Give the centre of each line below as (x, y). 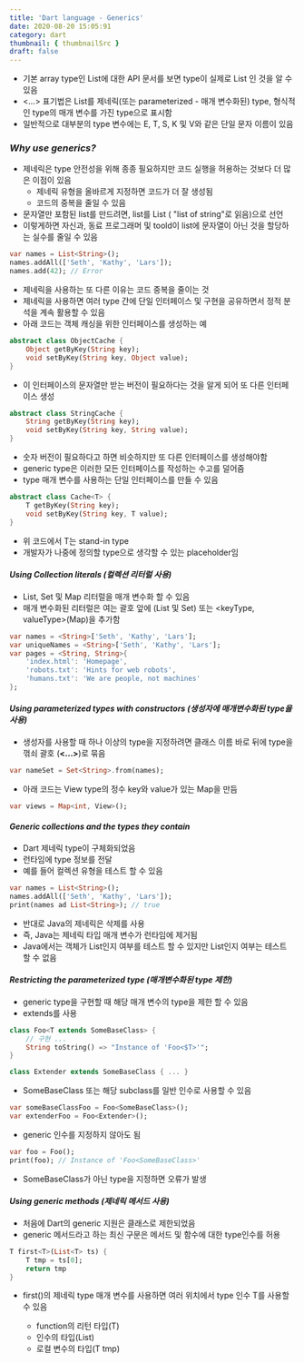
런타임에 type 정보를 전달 (67, 860)
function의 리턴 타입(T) (78, 1326)
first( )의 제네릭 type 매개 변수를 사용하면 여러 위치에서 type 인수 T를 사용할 (156, 1296)
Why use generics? (53, 148)
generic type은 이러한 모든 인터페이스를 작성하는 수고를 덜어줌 (133, 469)
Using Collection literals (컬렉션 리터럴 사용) (91, 575)
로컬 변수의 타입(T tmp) (78, 1348)
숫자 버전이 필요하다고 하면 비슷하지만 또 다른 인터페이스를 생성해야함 (145, 457)
